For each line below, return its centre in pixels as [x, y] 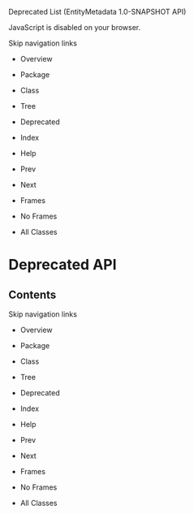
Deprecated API [63, 265]
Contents [32, 294]
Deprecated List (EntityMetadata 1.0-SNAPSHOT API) [97, 12]
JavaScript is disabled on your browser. [75, 27]
